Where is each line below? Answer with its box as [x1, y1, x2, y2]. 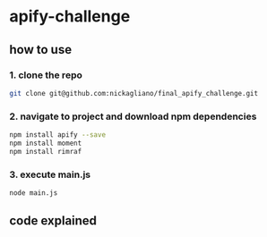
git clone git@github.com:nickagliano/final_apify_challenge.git [9, 89, 258, 97]
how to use [9, 42, 73, 57]
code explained [9, 213, 97, 229]
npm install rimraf [9, 147, 82, 156]
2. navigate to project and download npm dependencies [9, 110, 257, 123]
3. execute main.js [9, 168, 91, 181]
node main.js [9, 188, 58, 198]
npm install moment [9, 139, 82, 148]
